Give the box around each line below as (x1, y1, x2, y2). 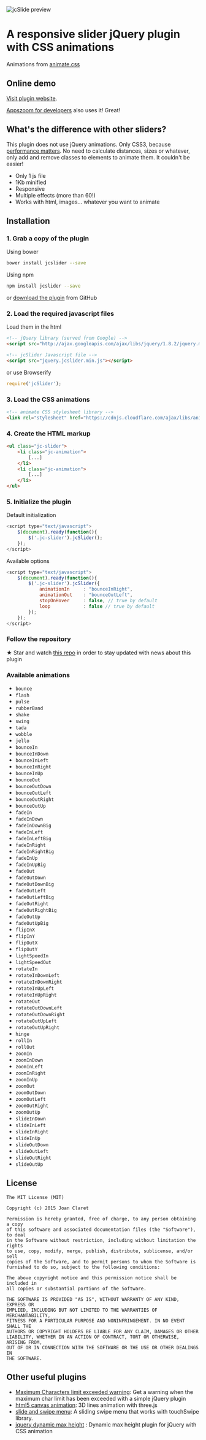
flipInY (15, 933, 35, 940)
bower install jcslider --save (6, 260, 86, 266)
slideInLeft (15, 1122, 46, 1128)
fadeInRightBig (15, 849, 55, 855)
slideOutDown (15, 1142, 49, 1148)
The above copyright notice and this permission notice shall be (6, 1274, 177, 1281)
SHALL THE (6, 1323, 32, 1329)
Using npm (6, 271, 34, 278)
